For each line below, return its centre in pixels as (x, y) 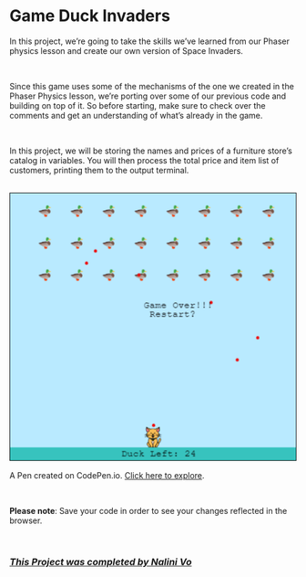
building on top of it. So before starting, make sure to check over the (138, 105)
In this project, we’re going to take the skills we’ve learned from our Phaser (149, 41)
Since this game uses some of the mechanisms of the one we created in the (152, 86)
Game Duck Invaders (90, 16)
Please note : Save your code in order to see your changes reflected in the (148, 511)
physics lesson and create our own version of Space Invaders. (127, 50)
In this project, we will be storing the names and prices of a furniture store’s (151, 151)
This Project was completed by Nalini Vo (101, 561)
